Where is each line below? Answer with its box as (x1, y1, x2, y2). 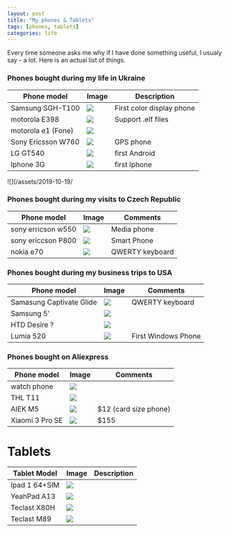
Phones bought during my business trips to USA (7, 268, 173, 277)
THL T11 (10, 393, 40, 403)
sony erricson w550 (10, 224, 77, 233)
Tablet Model (12, 468, 58, 478)
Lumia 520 (10, 331, 46, 341)
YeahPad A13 (10, 491, 56, 501)
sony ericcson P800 (10, 236, 77, 245)
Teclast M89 (10, 514, 52, 524)
